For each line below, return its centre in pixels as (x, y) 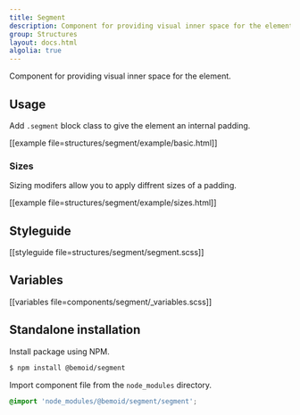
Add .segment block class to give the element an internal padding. (130, 125)
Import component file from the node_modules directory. (111, 385)
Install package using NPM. (59, 351)
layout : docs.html (43, 42)
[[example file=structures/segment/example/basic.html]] (113, 143)
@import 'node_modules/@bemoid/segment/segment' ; (104, 401)
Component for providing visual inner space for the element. (121, 76)
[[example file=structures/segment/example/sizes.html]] (113, 203)
